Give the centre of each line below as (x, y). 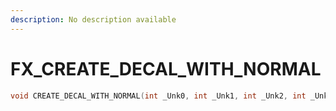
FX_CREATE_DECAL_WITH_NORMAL (166, 68)
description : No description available (93, 19)
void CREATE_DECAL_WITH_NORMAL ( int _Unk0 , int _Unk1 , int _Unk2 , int (158, 96)
